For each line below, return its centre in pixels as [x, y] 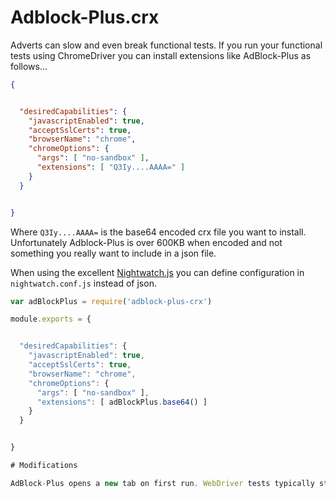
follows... [29, 66]
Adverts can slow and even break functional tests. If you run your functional [166, 45]
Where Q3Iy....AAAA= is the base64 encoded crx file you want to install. [158, 232]
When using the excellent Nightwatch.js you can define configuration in [157, 272]
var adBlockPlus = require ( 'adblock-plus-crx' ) [111, 301]
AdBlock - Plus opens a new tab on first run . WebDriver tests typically [162, 483]
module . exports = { [51, 319]
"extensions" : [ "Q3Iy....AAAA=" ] [111, 167]
